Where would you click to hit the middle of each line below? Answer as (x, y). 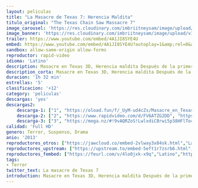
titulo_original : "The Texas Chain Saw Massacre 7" (71, 22)
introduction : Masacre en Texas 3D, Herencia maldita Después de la (92, 176)
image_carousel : (26, 28)
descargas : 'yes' (27, 99)
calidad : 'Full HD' (30, 127)
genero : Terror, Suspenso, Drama (47, 132)
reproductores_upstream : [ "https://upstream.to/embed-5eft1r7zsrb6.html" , (100, 149)
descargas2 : (21, 105)
